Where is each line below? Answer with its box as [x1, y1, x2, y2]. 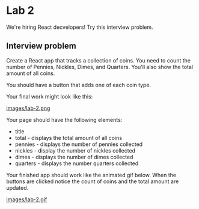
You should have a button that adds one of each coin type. [6, 81, 152, 88]
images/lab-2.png [6, 104, 51, 112]
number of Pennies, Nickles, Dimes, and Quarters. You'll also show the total [6, 63, 194, 70]
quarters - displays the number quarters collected [14, 160, 139, 167]
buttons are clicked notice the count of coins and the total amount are [6, 178, 179, 185]
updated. [6, 184, 29, 191]
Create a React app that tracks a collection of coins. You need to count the [6, 56, 191, 64]
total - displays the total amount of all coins [14, 134, 122, 141]
